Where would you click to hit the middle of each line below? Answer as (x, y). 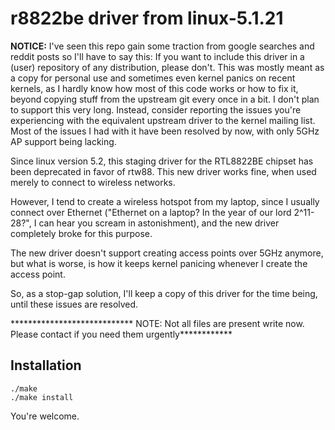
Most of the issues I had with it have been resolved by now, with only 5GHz (165, 131)
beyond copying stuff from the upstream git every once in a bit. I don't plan (165, 99)
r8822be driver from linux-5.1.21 (147, 18)
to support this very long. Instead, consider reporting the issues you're (156, 109)
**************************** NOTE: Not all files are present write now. (157, 323)
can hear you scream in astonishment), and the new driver (159, 223)
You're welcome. (45, 416)
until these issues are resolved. (74, 304)
